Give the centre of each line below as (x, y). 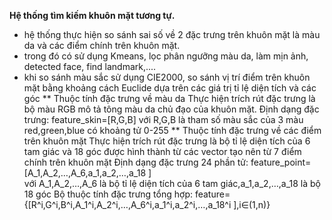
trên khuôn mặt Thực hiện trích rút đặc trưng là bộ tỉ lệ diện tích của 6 (167, 141)
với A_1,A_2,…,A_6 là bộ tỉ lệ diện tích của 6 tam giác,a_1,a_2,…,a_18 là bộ (172, 183)
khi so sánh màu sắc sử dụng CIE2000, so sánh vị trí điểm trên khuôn (167, 77)
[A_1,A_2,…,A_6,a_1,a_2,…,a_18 (85, 173)
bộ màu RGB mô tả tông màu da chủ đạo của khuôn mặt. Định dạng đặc (171, 109)
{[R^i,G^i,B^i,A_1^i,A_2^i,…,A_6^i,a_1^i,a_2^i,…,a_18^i (127, 204)
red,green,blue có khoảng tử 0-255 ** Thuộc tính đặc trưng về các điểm (172, 130)
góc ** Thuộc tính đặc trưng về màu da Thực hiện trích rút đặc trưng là (169, 98)
